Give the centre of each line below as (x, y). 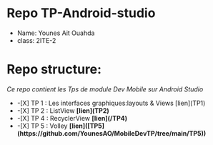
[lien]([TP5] (87, 126)
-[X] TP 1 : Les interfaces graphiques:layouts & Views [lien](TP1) (111, 103)
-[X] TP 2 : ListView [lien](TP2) (63, 110)
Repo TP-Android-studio (81, 13)
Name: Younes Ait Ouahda (56, 33)
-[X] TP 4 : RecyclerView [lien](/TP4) (72, 118)
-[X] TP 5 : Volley (42, 126)
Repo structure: (54, 70)
